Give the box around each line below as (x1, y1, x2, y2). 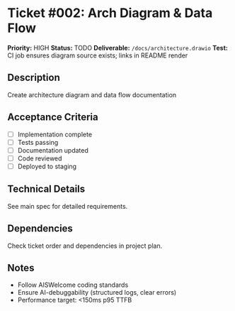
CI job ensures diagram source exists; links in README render (7, 51, 188, 60)
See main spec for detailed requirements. (7, 202, 128, 210)
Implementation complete (17, 130, 93, 138)
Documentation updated (17, 146, 88, 154)
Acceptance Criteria (7, 111, 98, 124)
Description (7, 72, 60, 84)
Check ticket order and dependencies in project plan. (7, 241, 163, 250)
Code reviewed (17, 154, 62, 163)
